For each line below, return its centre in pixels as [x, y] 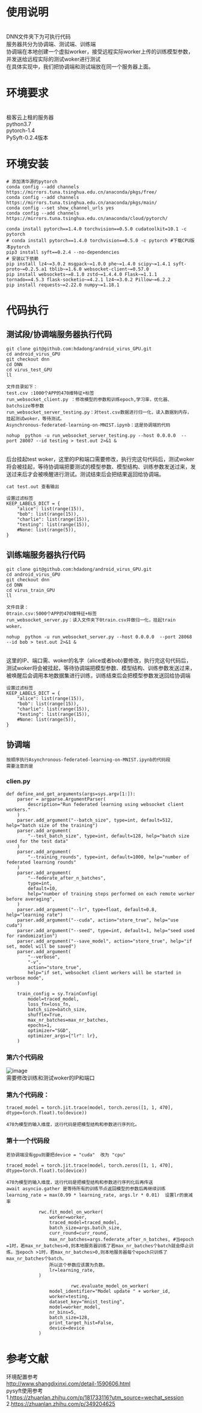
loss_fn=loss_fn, [49, 1004]
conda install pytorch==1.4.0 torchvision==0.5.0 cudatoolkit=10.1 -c [96, 229]
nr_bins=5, [63, 1312]
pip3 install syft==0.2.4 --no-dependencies [63, 252]
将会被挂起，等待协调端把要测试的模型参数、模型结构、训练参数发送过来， [98, 466]
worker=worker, [68, 1217]
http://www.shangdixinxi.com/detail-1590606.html [69, 1384]
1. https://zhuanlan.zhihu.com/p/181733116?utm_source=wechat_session [95, 1397]
